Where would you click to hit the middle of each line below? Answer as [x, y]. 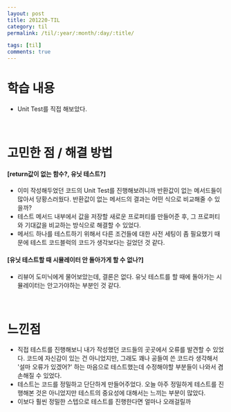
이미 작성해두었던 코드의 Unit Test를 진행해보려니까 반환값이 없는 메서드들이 [120, 191]
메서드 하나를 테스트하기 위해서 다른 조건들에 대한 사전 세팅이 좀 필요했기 [115, 234]
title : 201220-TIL [34, 20]
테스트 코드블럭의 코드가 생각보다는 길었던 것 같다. [98, 243]
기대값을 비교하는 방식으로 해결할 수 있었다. [83, 225]
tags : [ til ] [24, 46]
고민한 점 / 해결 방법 [60, 153]
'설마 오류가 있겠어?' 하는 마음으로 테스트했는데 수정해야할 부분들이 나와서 [117, 367]
